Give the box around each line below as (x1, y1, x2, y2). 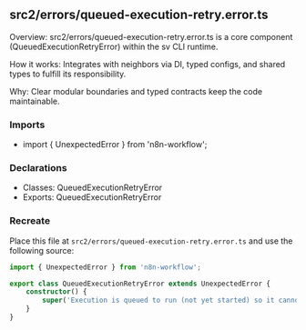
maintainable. (9, 95, 60, 106)
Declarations (9, 162, 67, 175)
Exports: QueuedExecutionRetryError (22, 192, 162, 203)
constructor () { (25, 287, 88, 296)
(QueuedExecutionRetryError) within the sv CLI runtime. (9, 41, 219, 52)
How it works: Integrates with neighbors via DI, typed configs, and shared (9, 58, 286, 69)
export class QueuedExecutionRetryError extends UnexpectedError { (9, 279, 271, 288)
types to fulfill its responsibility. (9, 68, 127, 79)
